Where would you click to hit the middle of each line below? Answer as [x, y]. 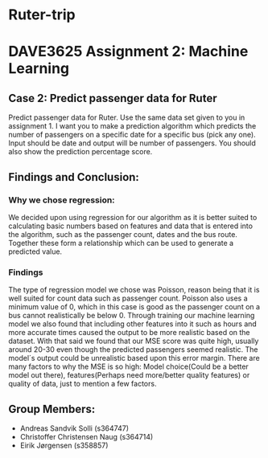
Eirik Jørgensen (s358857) [64, 445]
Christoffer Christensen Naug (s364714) [87, 436]
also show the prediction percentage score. [80, 152]
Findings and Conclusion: [74, 177]
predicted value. [35, 251]
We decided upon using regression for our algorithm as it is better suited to [133, 217]
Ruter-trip [42, 15]
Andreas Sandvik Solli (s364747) [74, 428]
